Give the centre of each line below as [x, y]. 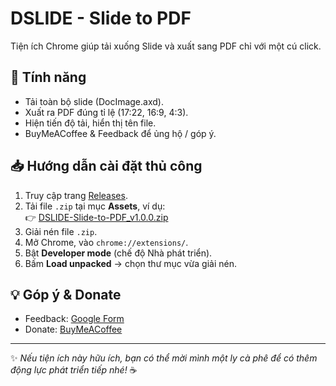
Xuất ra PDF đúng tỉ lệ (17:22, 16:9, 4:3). [106, 112]
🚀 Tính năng [48, 77]
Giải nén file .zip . [61, 231]
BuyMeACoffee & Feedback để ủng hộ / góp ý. [120, 133]
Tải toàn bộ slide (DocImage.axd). [94, 101]
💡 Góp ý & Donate [66, 294]
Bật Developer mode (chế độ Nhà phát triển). [118, 253]
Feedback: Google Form [74, 319]
